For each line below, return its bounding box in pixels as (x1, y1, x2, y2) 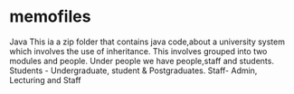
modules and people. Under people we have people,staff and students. (9, 55, 274, 66)
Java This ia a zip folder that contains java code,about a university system (9, 36, 285, 47)
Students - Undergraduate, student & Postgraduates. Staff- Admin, (9, 65, 258, 76)
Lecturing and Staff (9, 74, 81, 85)
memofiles (9, 6, 91, 27)
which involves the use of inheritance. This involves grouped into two (9, 45, 268, 56)
